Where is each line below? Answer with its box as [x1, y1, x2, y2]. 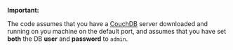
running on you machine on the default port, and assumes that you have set [7, 27, 227, 35]
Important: [7, 6, 39, 14]
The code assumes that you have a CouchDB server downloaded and [7, 20, 208, 27]
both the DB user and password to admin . [7, 35, 128, 43]
